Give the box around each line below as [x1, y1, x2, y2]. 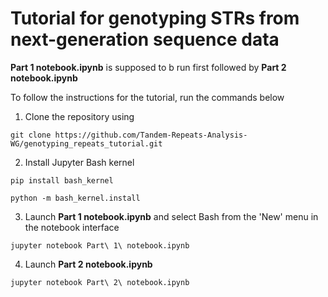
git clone [10, 130, 52, 140]
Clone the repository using [24, 110, 135, 122]
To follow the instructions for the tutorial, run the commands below [10, 91, 285, 103]
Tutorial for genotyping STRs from [10, 7, 300, 30]
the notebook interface [24, 221, 120, 233]
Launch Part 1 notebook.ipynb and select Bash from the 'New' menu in [24, 210, 319, 222]
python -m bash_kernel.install [10, 193, 141, 203]
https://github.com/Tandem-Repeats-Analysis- [54, 130, 248, 140]
